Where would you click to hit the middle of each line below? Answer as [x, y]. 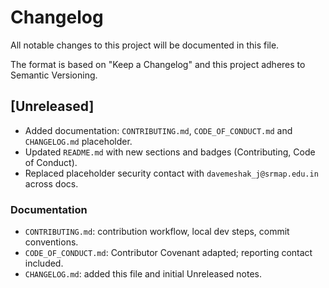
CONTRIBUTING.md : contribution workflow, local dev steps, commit [157, 232]
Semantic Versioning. [54, 75]
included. [44, 263]
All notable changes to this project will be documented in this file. [145, 45]
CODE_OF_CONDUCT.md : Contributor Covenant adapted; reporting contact [168, 253]
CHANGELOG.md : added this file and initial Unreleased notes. [143, 274]
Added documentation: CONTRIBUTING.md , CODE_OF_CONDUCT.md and [158, 130]
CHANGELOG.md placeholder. [78, 141]
